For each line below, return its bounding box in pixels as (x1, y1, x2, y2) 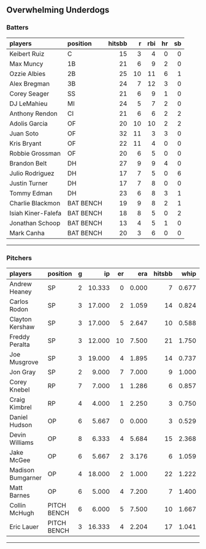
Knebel (9, 385, 30, 394)
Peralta (9, 340, 30, 349)
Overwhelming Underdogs (6, 5, 110, 15)
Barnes (9, 491, 30, 499)
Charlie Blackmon (9, 199, 61, 207)
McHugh (9, 509, 35, 517)
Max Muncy (9, 59, 44, 68)
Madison (9, 466, 35, 474)
